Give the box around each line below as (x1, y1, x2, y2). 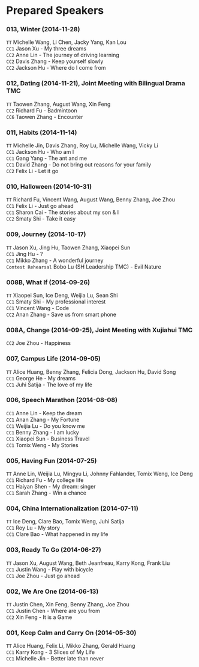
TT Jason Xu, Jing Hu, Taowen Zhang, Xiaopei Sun (6, 244, 131, 251)
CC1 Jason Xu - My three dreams (6, 45, 87, 52)
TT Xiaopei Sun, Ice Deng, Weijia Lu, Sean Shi (6, 291, 118, 299)
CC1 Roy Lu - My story (6, 524, 60, 532)
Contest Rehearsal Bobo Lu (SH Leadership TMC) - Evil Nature (6, 263, 162, 270)
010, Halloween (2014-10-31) (6, 183, 92, 190)
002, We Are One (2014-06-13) (6, 587, 99, 595)
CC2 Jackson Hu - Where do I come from (6, 64, 106, 72)
